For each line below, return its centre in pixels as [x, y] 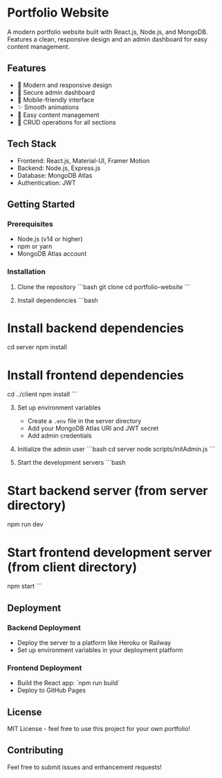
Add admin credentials [59, 436]
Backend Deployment [44, 627]
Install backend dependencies [96, 328]
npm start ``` [25, 586]
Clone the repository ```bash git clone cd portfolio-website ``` [104, 287]
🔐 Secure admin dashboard [56, 92]
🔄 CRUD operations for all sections [66, 122]
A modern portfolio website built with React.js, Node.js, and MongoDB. [108, 32]
